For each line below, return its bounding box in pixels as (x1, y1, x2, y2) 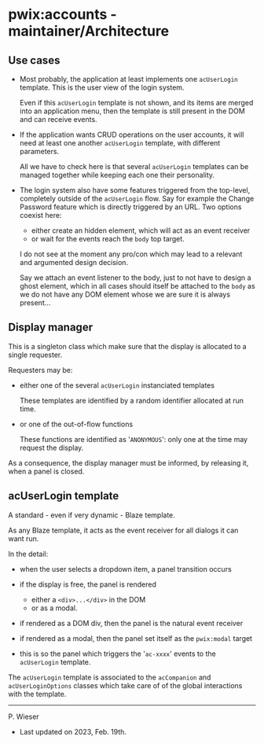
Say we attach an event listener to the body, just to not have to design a (19, 273, 251, 282)
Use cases (8, 53, 60, 67)
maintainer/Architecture (8, 22, 170, 40)
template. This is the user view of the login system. (19, 83, 185, 92)
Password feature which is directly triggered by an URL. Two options (19, 202, 242, 212)
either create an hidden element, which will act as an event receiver (31, 226, 251, 235)
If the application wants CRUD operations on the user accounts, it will (19, 130, 245, 139)
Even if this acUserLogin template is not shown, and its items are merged (19, 98, 254, 107)
